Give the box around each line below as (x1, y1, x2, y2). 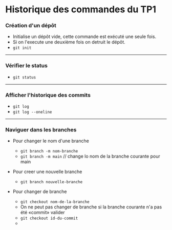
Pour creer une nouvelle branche (12, 168, 82, 175)
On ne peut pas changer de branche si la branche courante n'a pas (20, 204, 162, 210)
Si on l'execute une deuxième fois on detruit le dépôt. (12, 39, 125, 45)
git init (12, 45, 32, 51)
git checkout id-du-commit (20, 216, 78, 221)
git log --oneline (12, 109, 52, 115)
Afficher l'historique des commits (5, 91, 91, 99)
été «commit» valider (20, 209, 65, 216)
